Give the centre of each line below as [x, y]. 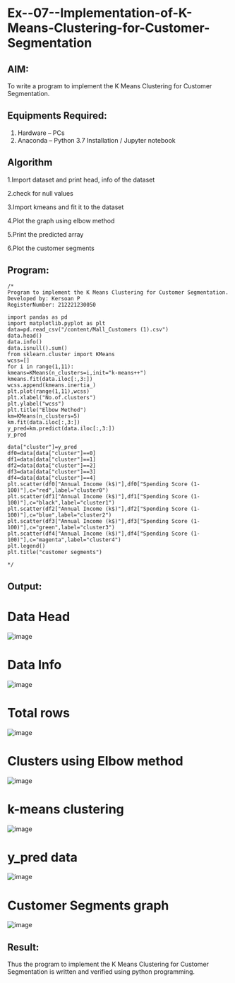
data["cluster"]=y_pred [42, 447]
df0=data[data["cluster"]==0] [52, 454]
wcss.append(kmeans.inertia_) [52, 385]
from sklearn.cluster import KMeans [61, 355]
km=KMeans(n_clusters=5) [44, 416]
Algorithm [30, 163]
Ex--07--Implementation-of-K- [100, 13]
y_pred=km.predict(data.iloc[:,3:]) [61, 429]
